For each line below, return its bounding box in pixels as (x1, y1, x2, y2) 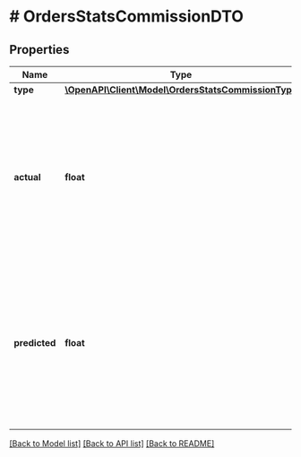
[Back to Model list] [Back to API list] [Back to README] (9, 438, 215, 449)
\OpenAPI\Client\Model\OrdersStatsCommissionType (64, 83, 297, 96)
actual (13, 171, 42, 183)
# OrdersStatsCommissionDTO (9, 6, 245, 27)
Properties (9, 42, 70, 57)
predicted (13, 337, 56, 349)
